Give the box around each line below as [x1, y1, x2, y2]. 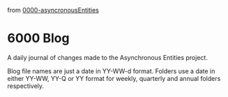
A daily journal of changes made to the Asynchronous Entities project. [7, 53, 208, 61]
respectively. [7, 82, 44, 90]
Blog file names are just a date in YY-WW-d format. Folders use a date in [7, 66, 215, 75]
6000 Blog [7, 31, 70, 46]
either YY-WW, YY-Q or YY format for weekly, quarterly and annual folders [7, 74, 221, 82]
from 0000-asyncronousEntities [7, 6, 99, 14]
